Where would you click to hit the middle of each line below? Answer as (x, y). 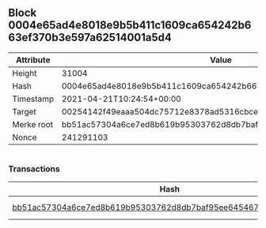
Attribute (33, 60)
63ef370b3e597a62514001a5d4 (90, 37)
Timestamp (33, 99)
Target (25, 111)
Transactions (34, 169)
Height (25, 73)
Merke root (33, 124)
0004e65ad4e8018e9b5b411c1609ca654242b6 (130, 26)
